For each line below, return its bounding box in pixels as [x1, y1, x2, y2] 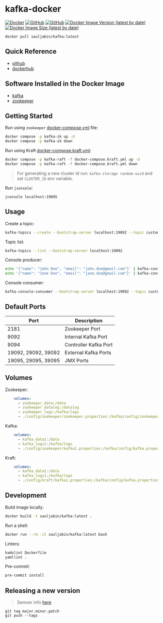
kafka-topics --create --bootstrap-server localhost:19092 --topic [5, 230, 145, 235]
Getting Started [5, 112, 53, 120]
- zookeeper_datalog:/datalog [17, 405, 79, 410]
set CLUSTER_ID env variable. [16, 175, 73, 181]
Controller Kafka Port [65, 341, 113, 348]
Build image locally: [5, 504, 44, 510]
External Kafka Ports [65, 349, 112, 356]
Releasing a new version [5, 586, 81, 595]
